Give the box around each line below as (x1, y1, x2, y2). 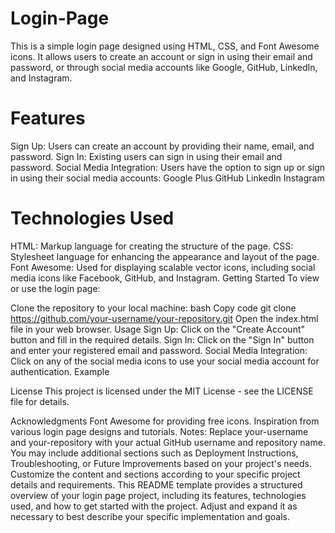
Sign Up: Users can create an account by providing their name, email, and (10, 140, 315, 152)
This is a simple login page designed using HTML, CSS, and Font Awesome (10, 40, 320, 52)
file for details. (10, 395, 70, 407)
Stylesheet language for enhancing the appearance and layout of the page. (10, 250, 320, 262)
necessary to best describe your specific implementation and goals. (10, 510, 291, 522)
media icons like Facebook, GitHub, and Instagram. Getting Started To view (10, 272, 320, 284)
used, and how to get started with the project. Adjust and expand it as (10, 500, 298, 512)
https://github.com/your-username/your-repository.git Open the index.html (10, 312, 319, 324)
